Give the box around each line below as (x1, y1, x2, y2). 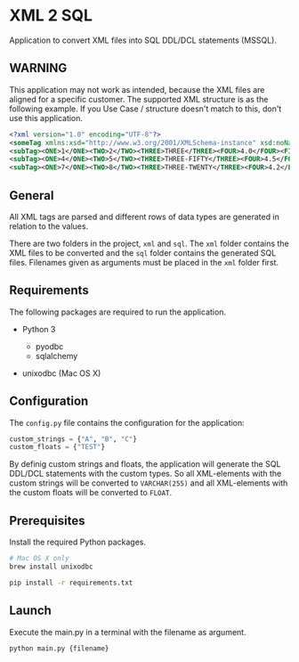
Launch (9, 603, 52, 618)
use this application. (9, 112, 83, 123)
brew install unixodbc (9, 562, 93, 571)
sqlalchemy (35, 350, 78, 361)
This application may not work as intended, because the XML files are (9, 84, 265, 94)
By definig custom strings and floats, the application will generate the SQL (9, 459, 281, 470)
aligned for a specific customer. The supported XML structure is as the (9, 94, 269, 104)
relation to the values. (9, 220, 89, 232)
